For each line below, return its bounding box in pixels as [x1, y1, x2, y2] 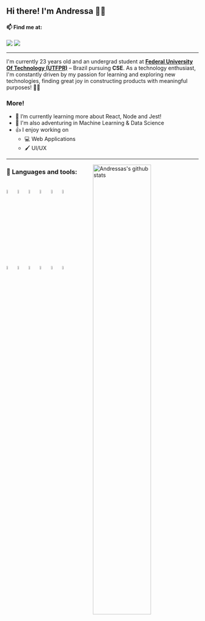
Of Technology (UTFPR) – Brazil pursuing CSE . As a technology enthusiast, [6, 64, 196, 71]
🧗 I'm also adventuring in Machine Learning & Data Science [15, 119, 165, 126]
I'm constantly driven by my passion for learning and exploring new [6, 71, 176, 78]
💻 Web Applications [24, 135, 76, 142]
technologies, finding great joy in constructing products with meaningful [6, 77, 188, 84]
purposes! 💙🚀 [6, 84, 41, 91]
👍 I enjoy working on [15, 126, 69, 133]
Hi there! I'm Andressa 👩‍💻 [6, 6, 106, 16]
